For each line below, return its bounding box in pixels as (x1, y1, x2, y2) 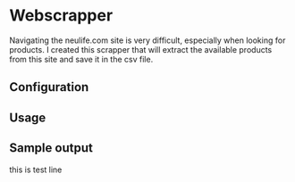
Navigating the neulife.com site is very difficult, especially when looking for (9, 35, 286, 45)
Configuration (9, 79, 89, 95)
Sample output (9, 140, 94, 156)
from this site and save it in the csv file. (9, 54, 154, 64)
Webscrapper (9, 5, 114, 26)
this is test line (9, 164, 63, 175)
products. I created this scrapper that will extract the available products (9, 44, 273, 54)
